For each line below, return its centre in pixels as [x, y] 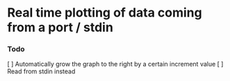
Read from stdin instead [41, 71]
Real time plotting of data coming [105, 13]
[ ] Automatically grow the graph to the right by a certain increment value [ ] [115, 64]
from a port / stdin [60, 27]
